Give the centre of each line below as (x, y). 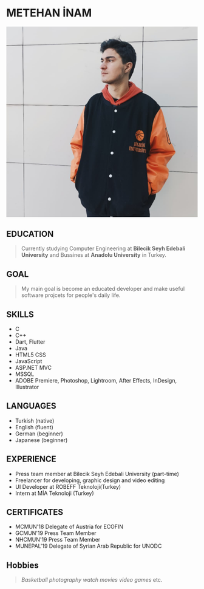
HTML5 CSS (31, 355)
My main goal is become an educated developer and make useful (103, 289)
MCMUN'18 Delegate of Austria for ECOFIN (69, 527)
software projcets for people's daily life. (71, 295)
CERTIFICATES (35, 512)
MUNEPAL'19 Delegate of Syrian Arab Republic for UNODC (88, 546)
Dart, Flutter (30, 342)
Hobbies (23, 565)
